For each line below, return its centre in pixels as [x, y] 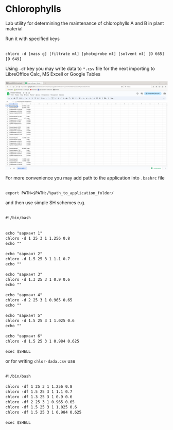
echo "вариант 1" [24, 233]
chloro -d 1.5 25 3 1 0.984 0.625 [42, 341]
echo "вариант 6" [24, 336]
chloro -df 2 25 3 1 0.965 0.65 [40, 402]
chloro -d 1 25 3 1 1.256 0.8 [38, 238]
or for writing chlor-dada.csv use [40, 361]
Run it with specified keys [33, 39]
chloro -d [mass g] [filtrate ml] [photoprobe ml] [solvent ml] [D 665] [85, 54]
